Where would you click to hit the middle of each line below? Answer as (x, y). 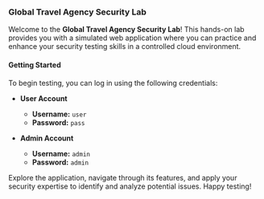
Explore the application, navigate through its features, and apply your (123, 177)
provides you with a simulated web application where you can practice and (132, 38)
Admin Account (47, 138)
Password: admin (60, 162)
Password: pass (59, 122)
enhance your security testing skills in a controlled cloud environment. (125, 47)
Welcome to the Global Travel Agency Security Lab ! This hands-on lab (126, 30)
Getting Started (35, 65)
